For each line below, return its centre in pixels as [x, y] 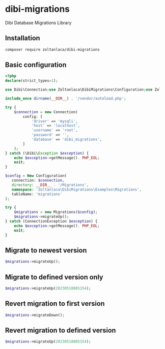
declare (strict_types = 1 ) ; [31, 81]
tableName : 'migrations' [37, 194]
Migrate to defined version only [54, 277]
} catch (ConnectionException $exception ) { [51, 222]
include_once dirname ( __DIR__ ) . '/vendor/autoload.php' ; [66, 99]
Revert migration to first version [55, 304]
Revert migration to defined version [61, 331]
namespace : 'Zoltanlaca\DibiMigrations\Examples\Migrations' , [76, 190]
